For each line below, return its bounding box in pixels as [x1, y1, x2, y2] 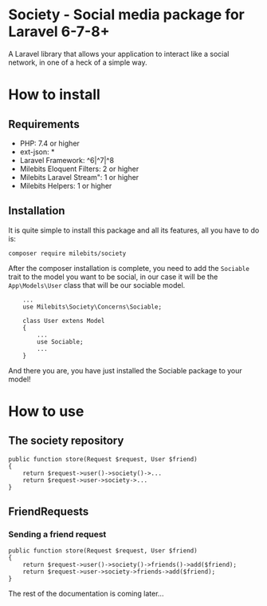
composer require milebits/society [8, 249, 127, 257]
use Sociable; [37, 337, 84, 345]
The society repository [8, 434, 124, 448]
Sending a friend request [8, 529, 107, 540]
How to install [8, 86, 101, 104]
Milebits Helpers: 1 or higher [19, 181, 112, 190]
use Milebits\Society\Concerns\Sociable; [22, 302, 162, 311]
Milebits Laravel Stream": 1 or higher [19, 172, 139, 181]
